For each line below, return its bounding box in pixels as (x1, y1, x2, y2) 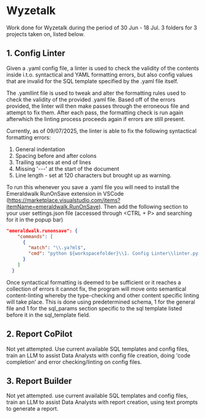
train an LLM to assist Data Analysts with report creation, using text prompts (6, 398, 198, 406)
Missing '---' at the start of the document (15, 165, 119, 172)
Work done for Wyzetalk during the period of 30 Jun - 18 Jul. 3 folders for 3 (6, 24, 198, 31)
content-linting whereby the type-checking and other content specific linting (6, 291, 199, 299)
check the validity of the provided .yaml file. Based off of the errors (6, 95, 176, 103)
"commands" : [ (17, 233, 53, 239)
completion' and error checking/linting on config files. (6, 358, 142, 365)
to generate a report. (6, 405, 59, 412)
